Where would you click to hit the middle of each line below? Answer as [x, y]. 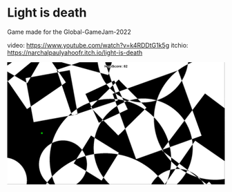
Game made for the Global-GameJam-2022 [69, 32]
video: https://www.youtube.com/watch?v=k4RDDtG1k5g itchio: [98, 45]
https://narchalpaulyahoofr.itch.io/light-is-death [75, 52]
